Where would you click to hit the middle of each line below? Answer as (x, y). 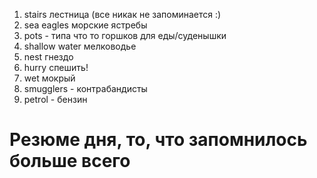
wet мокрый (49, 78)
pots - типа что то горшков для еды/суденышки (125, 35)
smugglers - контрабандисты (85, 88)
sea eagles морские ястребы (85, 25)
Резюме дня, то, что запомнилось (158, 140)
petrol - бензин (55, 99)
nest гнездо (48, 57)
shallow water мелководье (80, 46)
